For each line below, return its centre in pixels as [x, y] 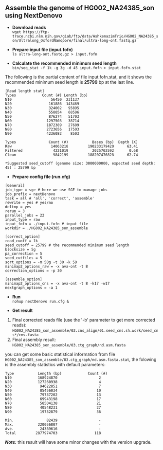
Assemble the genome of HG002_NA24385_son [80, 8]
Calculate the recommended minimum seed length [64, 63]
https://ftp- [36, 32]
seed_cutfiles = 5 [24, 258]
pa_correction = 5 [24, 253]
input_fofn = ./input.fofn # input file [47, 224]
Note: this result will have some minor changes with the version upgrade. [78, 442]
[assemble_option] [24, 279]
